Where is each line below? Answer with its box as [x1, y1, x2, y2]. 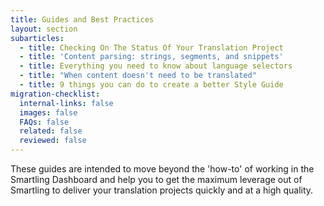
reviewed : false [19, 136, 87, 146]
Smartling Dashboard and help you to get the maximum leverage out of [10, 174, 303, 185]
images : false [19, 107, 78, 118]
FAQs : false [19, 117, 70, 127]
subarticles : [10, 33, 65, 43]
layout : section [10, 24, 78, 34]
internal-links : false [19, 98, 114, 108]
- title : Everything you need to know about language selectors [19, 61, 293, 71]
